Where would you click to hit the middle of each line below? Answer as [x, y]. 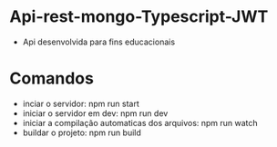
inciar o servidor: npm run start [81, 103]
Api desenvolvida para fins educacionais [99, 42]
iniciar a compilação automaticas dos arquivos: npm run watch [140, 122]
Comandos [51, 78]
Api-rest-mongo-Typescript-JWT [139, 17]
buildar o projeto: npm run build [82, 132]
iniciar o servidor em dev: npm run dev [95, 113]
